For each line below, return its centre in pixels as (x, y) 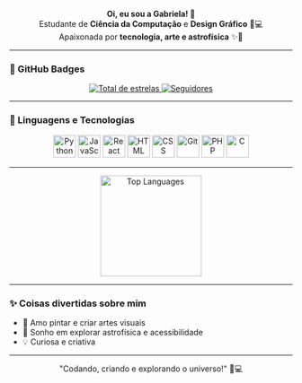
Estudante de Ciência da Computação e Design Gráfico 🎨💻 (151, 24)
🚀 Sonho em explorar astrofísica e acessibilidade (113, 332)
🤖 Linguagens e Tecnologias (72, 120)
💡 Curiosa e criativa (59, 342)
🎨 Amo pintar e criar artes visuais (84, 322)
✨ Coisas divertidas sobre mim (78, 303)
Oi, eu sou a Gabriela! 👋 (151, 14)
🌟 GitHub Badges (47, 69)
